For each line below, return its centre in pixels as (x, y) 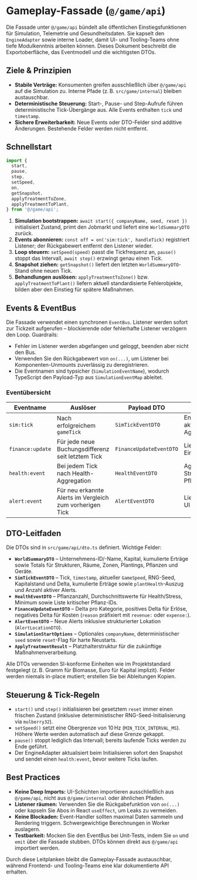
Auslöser (83, 408)
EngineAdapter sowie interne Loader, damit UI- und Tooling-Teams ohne (93, 39)
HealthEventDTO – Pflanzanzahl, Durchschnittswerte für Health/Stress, (98, 596)
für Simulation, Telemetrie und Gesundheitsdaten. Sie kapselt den (85, 33)
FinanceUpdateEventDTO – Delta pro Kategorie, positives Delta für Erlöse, (101, 609)
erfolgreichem (76, 426)
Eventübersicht (28, 393)
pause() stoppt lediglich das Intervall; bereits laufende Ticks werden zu (100, 740)
